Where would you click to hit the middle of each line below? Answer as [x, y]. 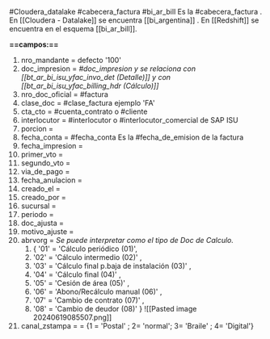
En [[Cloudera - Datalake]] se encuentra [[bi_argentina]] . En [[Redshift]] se [134, 20]
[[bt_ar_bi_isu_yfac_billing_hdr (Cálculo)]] [90, 86]
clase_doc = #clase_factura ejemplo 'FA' [88, 103]
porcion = [37, 129]
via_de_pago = [45, 172]
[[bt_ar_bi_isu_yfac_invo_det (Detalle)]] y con [96, 77]
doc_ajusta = [42, 223]
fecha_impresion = [52, 146]
